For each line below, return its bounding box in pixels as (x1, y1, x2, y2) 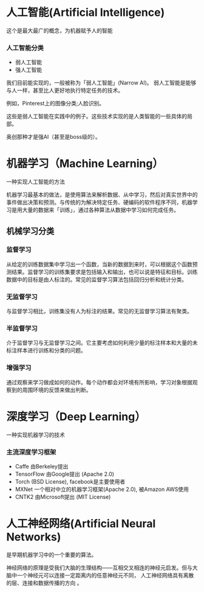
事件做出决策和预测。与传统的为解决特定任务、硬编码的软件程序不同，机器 (6, 199, 192, 206)
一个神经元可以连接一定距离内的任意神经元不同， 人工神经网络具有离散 (16, 571, 194, 579)
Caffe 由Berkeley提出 (15, 462, 69, 470)
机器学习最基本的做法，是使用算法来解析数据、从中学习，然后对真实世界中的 (6, 191, 198, 199)
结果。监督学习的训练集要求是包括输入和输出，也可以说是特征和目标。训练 (11, 268, 198, 275)
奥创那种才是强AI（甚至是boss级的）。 (6, 133, 101, 141)
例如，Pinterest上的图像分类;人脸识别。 (6, 100, 105, 107)
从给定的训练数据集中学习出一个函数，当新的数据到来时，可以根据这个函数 (6, 260, 192, 268)
